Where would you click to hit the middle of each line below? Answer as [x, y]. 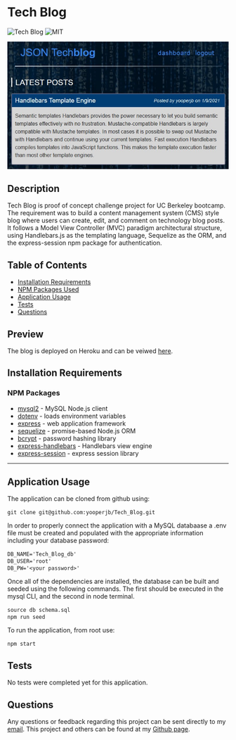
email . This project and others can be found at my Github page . [99, 729]
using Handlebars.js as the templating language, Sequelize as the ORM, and [117, 236]
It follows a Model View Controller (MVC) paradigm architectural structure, [115, 228]
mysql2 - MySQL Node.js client [63, 408]
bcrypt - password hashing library [67, 438]
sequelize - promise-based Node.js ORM [77, 430]
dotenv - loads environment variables [72, 416]
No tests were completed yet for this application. [78, 682]
